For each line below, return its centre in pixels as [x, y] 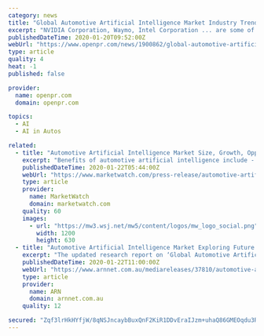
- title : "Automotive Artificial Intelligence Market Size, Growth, [130, 153]
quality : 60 [42, 211]
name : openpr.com [44, 95]
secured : [22, 320]
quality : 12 [42, 306]
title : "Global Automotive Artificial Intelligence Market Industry [123, 23]
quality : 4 [26, 60]
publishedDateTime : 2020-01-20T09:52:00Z [77, 37]
